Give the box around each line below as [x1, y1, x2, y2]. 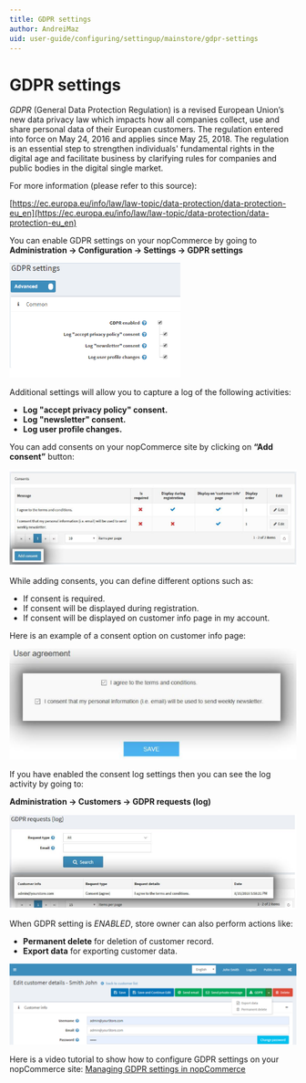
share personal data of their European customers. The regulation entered [9, 124, 284, 135]
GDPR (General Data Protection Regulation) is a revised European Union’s [9, 105, 285, 116]
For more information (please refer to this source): [9, 181, 198, 192]
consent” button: [9, 452, 75, 463]
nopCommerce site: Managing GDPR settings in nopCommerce [9, 1063, 246, 1074]
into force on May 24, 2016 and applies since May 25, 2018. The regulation [9, 133, 290, 145]
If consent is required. [22, 593, 106, 604]
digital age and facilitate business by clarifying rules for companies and [9, 153, 278, 164]
